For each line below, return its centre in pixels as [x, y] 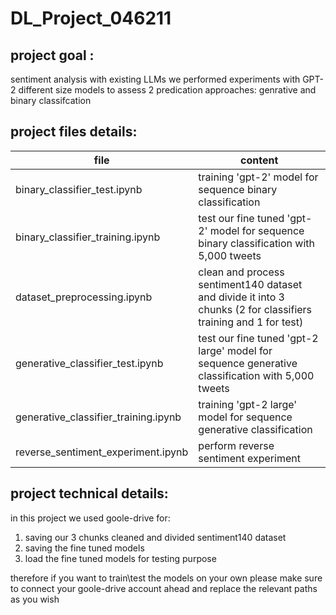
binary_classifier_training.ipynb [88, 237]
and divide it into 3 [241, 297]
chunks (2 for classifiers [255, 309]
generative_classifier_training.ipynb [98, 417]
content [259, 160]
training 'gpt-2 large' [248, 404]
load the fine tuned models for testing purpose [120, 558]
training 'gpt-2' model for [258, 177]
